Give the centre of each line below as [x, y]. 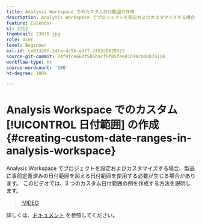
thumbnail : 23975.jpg [33, 34]
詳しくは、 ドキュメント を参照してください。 [62, 215]
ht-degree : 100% [26, 73]
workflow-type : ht [29, 62]
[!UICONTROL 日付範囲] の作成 [83, 125]
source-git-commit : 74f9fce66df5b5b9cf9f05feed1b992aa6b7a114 [86, 56]
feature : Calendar [29, 23]
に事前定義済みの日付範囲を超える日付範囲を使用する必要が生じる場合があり [101, 176]
